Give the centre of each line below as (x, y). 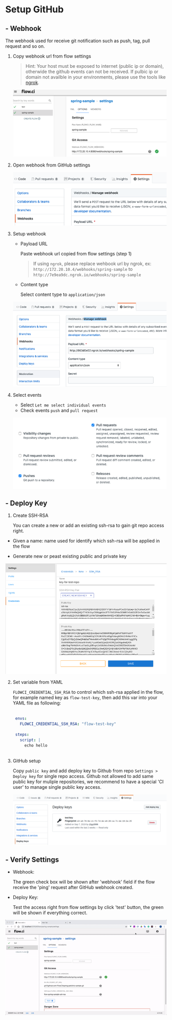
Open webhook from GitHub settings (51, 165)
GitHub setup (27, 761)
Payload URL (34, 244)
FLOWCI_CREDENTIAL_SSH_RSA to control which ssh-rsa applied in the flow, (88, 692)
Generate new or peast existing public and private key (70, 557)
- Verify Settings (32, 859)
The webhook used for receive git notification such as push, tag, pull (78, 41)
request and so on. (25, 46)
